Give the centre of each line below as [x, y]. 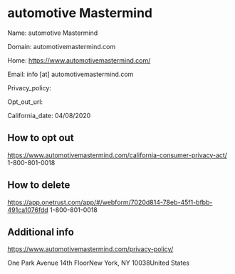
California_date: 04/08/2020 [49, 115]
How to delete [39, 185]
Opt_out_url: [25, 102]
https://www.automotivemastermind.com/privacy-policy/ [90, 249]
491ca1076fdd [28, 210]
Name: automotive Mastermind [53, 33]
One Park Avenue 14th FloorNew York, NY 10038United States [99, 263]
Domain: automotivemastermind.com [62, 46]
